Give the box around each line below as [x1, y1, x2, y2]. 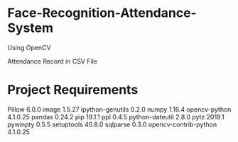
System [7, 20, 54, 36]
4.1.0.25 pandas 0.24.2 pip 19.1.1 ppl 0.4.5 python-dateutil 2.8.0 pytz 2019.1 [7, 112, 225, 121]
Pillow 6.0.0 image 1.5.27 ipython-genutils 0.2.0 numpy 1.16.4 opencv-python [7, 105, 232, 114]
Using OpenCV [7, 43, 51, 52]
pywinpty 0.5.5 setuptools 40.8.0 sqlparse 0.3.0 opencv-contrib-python [7, 120, 217, 129]
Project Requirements [7, 82, 139, 98]
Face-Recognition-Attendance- [7, 5, 197, 21]
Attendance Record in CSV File [7, 57, 98, 65]
